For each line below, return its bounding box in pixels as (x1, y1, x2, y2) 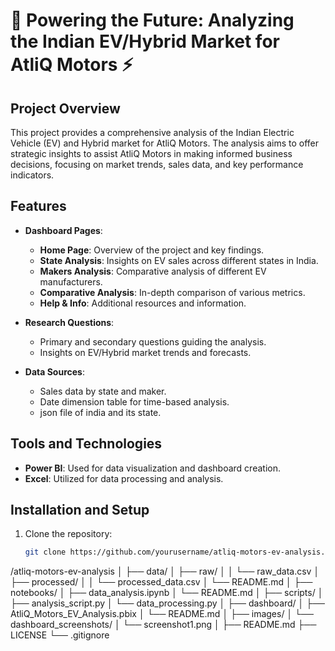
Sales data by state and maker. (39, 385, 167, 397)
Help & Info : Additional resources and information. (39, 297, 247, 309)
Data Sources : (24, 365, 85, 378)
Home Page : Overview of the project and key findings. (39, 244, 265, 256)
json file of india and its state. (39, 406, 162, 418)
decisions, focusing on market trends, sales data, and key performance (10, 159, 304, 170)
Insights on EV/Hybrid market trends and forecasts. (39, 346, 252, 358)
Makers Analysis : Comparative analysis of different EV (39, 265, 267, 277)
